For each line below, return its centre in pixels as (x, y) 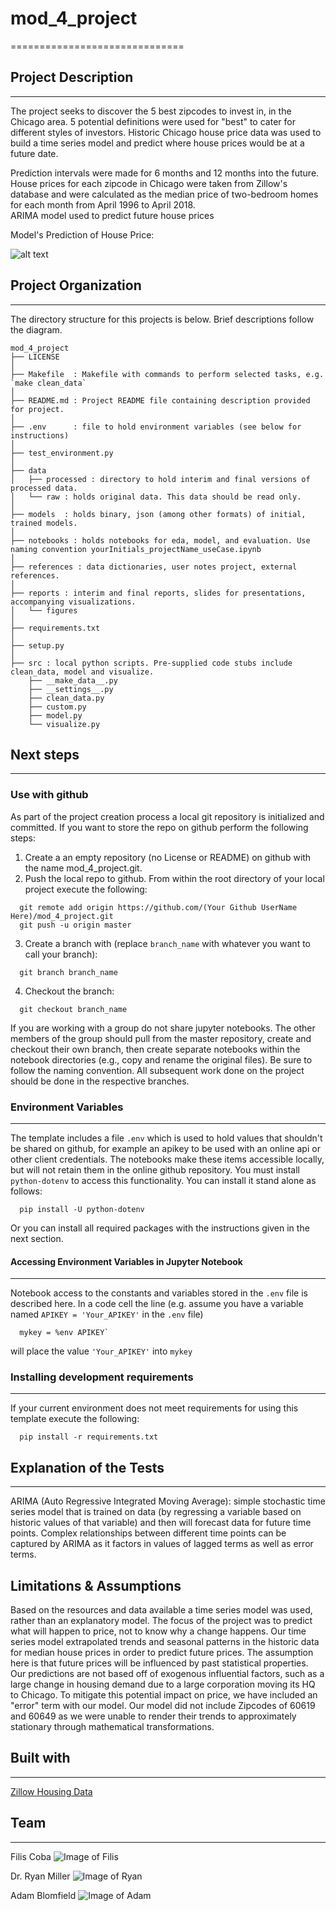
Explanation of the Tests (87, 1467)
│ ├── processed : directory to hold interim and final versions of (160, 479)
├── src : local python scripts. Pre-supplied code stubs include (151, 663)
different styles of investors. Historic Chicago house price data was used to (166, 132)
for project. (37, 409)
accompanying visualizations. (73, 602)
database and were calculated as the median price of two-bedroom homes (164, 194)
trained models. (44, 523)
